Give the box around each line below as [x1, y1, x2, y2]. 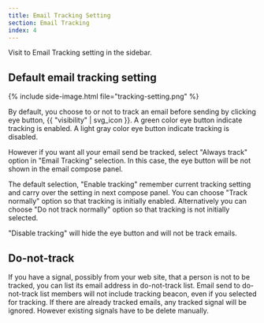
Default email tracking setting [8, 70, 157, 84]
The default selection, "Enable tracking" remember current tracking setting [8, 179, 251, 190]
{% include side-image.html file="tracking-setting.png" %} [8, 92, 199, 101]
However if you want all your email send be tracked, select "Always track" [8, 148, 248, 157]
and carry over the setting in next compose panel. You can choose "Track [8, 188, 248, 197]
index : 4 [8, 26, 37, 34]
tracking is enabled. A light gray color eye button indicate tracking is [8, 124, 230, 133]
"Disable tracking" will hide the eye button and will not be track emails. [8, 228, 238, 238]
